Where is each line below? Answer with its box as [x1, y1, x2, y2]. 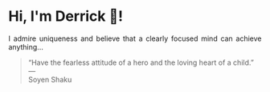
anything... [8, 42, 44, 51]
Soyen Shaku [27, 74, 72, 84]
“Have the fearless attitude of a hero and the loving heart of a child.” [27, 58, 255, 67]
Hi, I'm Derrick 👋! [8, 7, 123, 26]
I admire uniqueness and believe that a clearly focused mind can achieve [8, 34, 262, 43]
